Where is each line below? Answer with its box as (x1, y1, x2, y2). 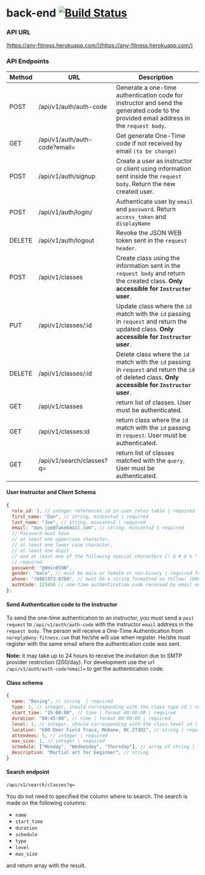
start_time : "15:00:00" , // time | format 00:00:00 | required (12, 710, 176, 716)
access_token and (115, 212, 167, 221)
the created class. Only (115, 276, 183, 285)
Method (9, 73, 33, 81)
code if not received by (115, 139, 182, 147)
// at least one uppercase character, (12, 536, 111, 542)
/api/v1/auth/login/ (38, 208, 93, 216)
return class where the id (115, 416, 189, 424)
